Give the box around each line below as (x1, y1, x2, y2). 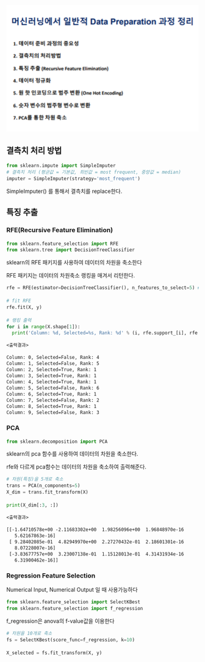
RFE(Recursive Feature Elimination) (6, 226, 113, 235)
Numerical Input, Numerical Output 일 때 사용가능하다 (6, 586, 138, 593)
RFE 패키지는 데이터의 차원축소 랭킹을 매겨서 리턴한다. (6, 272, 135, 279)
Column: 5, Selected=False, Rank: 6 (6, 385, 99, 391)
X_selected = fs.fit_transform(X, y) (6, 650, 103, 656)
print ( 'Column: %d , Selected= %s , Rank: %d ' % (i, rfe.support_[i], (12, 330, 187, 336)
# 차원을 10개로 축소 (6, 630, 52, 636)
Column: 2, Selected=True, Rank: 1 (6, 367, 97, 373)
